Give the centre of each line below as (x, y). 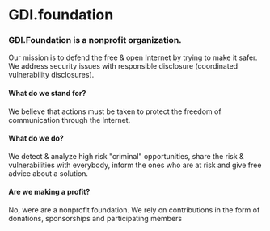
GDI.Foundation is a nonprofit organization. (95, 40)
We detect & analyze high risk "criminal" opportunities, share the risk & (126, 156)
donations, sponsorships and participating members (95, 219)
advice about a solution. (49, 173)
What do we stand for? (47, 94)
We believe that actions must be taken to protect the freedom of (115, 111)
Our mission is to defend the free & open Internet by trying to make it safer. (133, 57)
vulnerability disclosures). (51, 75)
